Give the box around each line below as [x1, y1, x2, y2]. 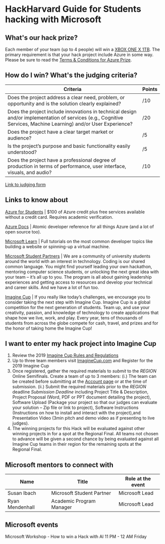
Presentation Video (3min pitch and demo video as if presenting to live [12, 415, 155, 421]
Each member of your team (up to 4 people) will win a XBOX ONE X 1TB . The [5, 47, 161, 52]
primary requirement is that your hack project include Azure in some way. [5, 52, 154, 57]
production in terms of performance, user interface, [7, 163, 127, 170]
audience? [7, 134, 32, 141]
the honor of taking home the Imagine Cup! [5, 325, 92, 331]
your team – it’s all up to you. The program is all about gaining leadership [5, 274, 152, 280]
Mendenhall [7, 504, 35, 511]
